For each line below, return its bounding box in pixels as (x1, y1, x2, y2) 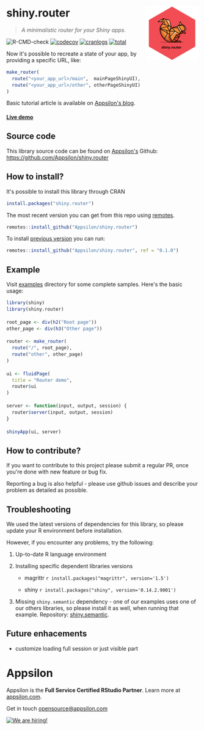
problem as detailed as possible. (6, 486, 88, 494)
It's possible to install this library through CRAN (6, 188, 125, 195)
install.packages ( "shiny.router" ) (6, 200, 95, 206)
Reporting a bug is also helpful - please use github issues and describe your (6, 480, 199, 487)
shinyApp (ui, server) (6, 428, 62, 435)
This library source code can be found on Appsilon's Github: (6, 147, 158, 155)
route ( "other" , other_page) (12, 351, 84, 357)
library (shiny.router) (6, 306, 64, 312)
